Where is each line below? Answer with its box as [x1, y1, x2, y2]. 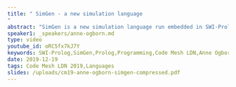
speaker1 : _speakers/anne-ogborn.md [7, 29, 114, 37]
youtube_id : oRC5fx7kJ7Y [7, 43, 80, 50]
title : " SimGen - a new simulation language [7, 10, 143, 18]
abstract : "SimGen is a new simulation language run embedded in [7, 23, 202, 30]
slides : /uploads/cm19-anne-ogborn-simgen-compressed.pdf [7, 69, 181, 76]
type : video [7, 36, 42, 43]
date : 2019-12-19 [7, 56, 58, 63]
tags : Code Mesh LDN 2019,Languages [7, 62, 114, 69]
